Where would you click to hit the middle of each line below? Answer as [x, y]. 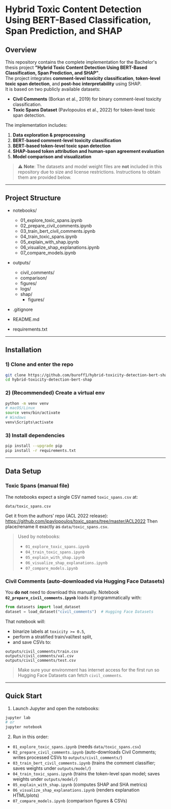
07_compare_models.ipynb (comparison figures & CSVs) [70, 801]
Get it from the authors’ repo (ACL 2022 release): [57, 516]
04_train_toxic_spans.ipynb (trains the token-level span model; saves [86, 774]
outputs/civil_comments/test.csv [41, 660]
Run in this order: [31, 737]
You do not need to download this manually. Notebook [62, 592]
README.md [26, 319]
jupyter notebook [24, 727]
